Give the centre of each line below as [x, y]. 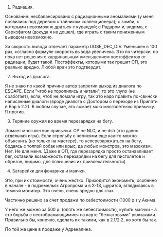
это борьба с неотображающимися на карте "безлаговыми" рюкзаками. [81, 215]
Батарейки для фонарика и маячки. [49, 171]
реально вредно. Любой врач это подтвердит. [53, 67]
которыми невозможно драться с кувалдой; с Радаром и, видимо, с [76, 27]
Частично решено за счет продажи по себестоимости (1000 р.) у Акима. [81, 200]
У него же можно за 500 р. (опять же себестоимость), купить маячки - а [81, 209]
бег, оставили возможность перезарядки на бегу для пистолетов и [75, 156]
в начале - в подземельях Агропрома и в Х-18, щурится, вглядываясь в [80, 186]
